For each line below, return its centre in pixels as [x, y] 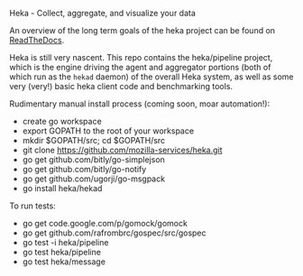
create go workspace [62, 121]
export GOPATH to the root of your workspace [108, 131]
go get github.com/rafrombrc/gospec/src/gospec [114, 233]
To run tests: [32, 206]
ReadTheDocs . [37, 40]
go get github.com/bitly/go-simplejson [93, 160]
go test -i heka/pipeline [65, 242]
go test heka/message [64, 262]
